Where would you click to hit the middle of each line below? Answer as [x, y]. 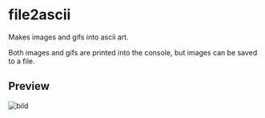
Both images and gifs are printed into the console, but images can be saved [133, 52]
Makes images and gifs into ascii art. [69, 37]
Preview [29, 86]
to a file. [22, 61]
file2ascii [40, 15]
